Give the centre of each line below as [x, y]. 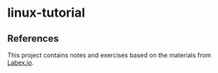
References [33, 39]
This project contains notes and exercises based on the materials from [109, 55]
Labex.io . [20, 63]
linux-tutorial [46, 13]
